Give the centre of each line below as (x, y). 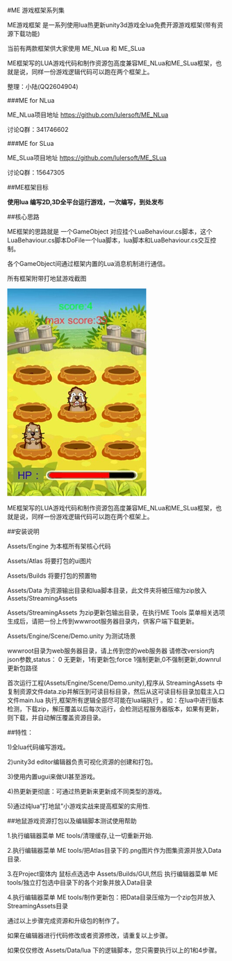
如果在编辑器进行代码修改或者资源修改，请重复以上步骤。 (89, 935)
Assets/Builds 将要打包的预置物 (52, 576)
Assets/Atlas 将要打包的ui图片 (50, 561)
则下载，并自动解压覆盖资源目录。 (56, 718)
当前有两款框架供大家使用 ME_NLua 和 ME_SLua (76, 48)
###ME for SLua (31, 143)
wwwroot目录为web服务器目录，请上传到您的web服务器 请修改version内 (111, 651)
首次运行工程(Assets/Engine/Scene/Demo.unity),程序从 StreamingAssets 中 (115, 683)
